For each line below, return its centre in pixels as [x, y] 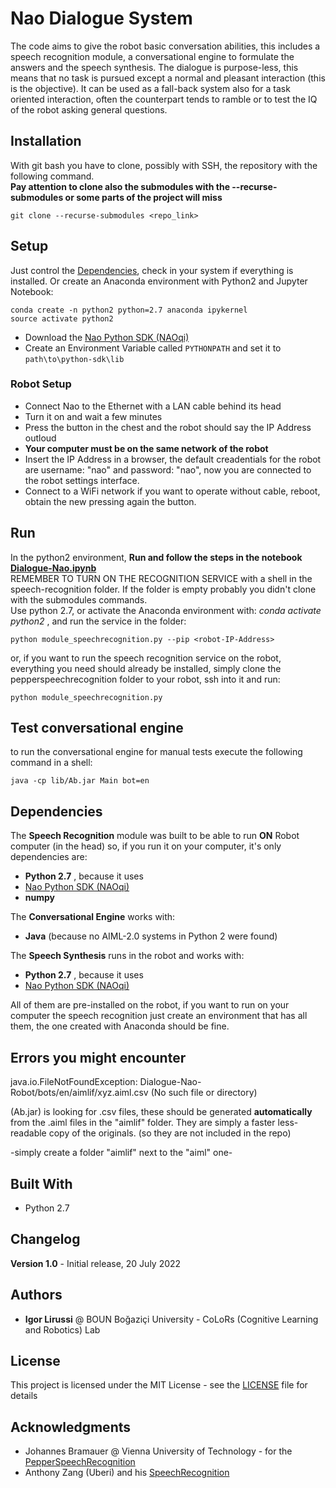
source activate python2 [62, 318]
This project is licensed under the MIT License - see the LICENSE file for [159, 1385]
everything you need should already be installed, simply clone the [146, 668]
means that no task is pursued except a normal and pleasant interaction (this [168, 78]
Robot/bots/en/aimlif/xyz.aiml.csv [79, 1093]
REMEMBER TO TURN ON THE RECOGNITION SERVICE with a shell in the [161, 578]
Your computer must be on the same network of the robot [146, 448]
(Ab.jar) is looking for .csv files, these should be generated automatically [161, 1112]
